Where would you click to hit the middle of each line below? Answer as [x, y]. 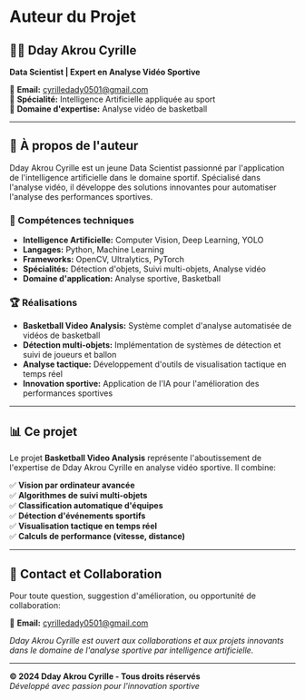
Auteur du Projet [73, 17]
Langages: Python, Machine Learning [93, 250]
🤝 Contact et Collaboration [86, 574]
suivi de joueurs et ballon [69, 355]
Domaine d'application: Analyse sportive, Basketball [121, 279]
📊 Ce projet [44, 432]
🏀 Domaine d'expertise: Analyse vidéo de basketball [108, 109]
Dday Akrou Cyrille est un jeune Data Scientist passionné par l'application [147, 168]
